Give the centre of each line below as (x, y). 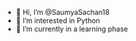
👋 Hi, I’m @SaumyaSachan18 (62, 12)
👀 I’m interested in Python (58, 20)
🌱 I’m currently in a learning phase (72, 29)
